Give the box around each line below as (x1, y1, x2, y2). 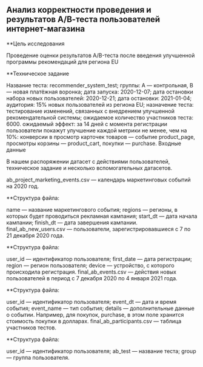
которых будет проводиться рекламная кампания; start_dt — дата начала (6, 212, 198, 220)
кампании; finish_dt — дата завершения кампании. (6, 218, 138, 226)
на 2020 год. (6, 182, 39, 190)
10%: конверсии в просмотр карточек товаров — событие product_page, (6, 133, 196, 140)
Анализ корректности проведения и (6, 5, 151, 15)
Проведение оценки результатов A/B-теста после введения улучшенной (6, 52, 195, 59)
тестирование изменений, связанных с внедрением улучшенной (6, 107, 175, 115)
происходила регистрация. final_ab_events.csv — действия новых (6, 268, 177, 275)
